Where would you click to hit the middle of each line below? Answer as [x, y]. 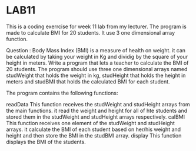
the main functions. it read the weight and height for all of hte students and [97, 110]
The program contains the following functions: [62, 93]
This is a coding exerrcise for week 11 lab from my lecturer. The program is [96, 26]
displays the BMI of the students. [46, 142]
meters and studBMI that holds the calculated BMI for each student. [88, 81]
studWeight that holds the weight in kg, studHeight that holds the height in [96, 75]
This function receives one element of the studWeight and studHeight [91, 123]
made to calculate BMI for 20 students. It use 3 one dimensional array [91, 32]
